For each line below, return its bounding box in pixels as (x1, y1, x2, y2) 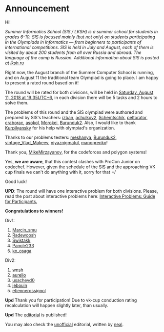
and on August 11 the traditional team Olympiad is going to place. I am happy (5, 75, 159, 80)
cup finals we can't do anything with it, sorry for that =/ (5, 169, 116, 175)
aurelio (12, 272, 26, 278)
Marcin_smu (12, 227, 37, 233)
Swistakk (12, 237, 31, 243)
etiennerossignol (12, 287, 46, 293)
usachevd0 (12, 277, 35, 283)
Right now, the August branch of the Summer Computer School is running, (5, 69, 155, 75)
